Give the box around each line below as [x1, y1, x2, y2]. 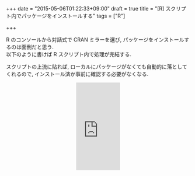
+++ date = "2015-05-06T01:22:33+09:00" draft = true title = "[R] [6, 5, 165, 12]
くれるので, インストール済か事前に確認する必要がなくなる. [6, 71, 149, 77]
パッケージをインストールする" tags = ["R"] [21, 12, 126, 19]
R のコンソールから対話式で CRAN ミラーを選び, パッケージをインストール [6, 36, 184, 43]
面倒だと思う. [21, 43, 54, 50]
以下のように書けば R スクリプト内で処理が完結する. [6, 51, 131, 57]
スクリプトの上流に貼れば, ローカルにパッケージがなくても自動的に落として [6, 63, 188, 70]
